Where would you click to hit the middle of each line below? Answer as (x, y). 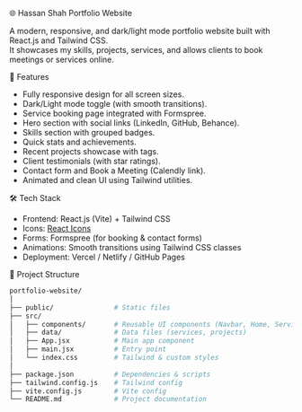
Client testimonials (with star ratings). (91, 161)
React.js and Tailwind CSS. (59, 40)
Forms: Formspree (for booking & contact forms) (112, 238)
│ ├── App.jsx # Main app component (102, 341)
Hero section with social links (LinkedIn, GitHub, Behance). (131, 123)
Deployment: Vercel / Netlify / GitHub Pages (104, 257)
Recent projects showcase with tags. (90, 151)
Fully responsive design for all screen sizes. (103, 94)
